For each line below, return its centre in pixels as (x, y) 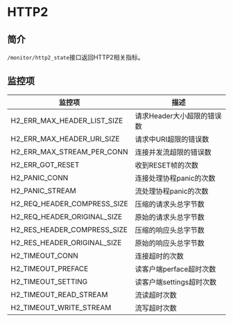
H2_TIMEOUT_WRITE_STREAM (61, 307)
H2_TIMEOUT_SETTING (49, 281)
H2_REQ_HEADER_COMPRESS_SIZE (69, 204)
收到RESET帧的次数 (167, 165)
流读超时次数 (156, 295)
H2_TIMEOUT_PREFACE (50, 269)
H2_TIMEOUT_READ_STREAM (59, 294)
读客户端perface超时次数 (175, 269)
